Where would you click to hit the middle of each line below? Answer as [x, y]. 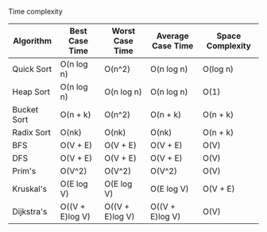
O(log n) [218, 69]
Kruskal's [30, 189]
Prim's [24, 171]
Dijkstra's [30, 211]
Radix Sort [32, 132]
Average [172, 36]
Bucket [25, 110]
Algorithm [33, 41]
